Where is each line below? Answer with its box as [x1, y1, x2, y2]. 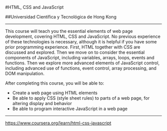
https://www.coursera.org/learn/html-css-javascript [5, 120, 112, 126]
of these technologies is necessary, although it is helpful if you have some [5, 39, 157, 44]
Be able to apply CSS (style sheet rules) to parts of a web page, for [12, 95, 150, 101]
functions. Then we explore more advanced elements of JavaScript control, [5, 60, 160, 66]
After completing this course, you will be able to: [5, 80, 104, 86]
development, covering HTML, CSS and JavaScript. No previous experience [5, 33, 161, 39]
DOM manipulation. [5, 71, 45, 76]
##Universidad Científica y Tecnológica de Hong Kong [5, 14, 117, 19]
